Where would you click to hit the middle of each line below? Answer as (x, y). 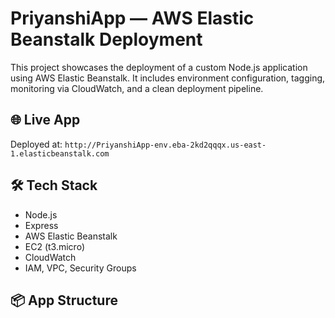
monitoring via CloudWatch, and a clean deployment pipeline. (137, 88)
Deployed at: (36, 144)
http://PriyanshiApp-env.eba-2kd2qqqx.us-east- (165, 145)
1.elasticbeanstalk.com (60, 153)
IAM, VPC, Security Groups (80, 268)
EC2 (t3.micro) (55, 246)
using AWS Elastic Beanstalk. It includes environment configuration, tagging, (168, 78)
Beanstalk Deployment (106, 39)
